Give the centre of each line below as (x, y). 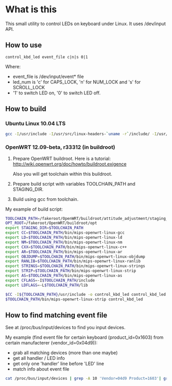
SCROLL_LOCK (29, 87)
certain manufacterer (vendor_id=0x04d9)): (51, 343)
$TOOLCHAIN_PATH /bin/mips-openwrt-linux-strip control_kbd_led (74, 299)
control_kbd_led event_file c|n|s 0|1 (47, 57)
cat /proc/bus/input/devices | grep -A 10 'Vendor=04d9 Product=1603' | (83, 379)
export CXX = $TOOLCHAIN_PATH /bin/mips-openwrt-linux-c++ (66, 247)
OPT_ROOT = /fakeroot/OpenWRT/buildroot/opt (51, 223)
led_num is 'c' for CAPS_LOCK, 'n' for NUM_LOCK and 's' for (77, 82)
